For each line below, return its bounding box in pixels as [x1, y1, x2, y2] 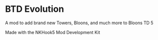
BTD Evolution [5, 3, 64, 15]
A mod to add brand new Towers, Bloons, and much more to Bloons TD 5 [5, 20, 154, 26]
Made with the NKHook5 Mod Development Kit [5, 29, 100, 35]
